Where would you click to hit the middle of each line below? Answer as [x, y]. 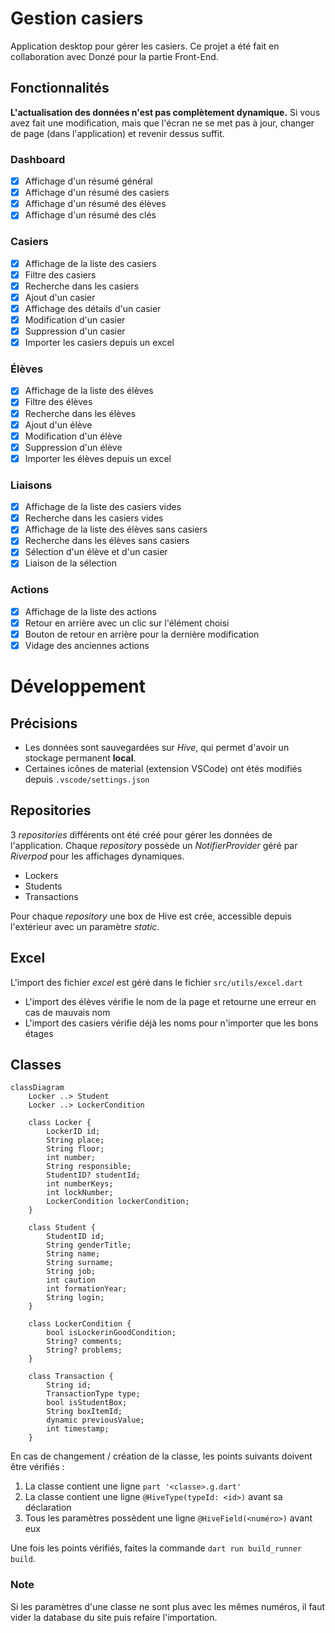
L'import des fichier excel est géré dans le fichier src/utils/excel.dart [156, 982]
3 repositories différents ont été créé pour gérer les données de [141, 834]
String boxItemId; [84, 1412]
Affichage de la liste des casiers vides [103, 507]
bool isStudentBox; [87, 1403]
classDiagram [37, 1088]
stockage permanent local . [80, 758]
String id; [69, 1385]
